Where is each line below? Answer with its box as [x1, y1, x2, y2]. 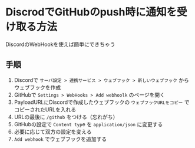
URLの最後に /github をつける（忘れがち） [14, 113, 118, 120]
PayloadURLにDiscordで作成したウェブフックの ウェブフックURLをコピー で [14, 98, 190, 106]
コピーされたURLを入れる [14, 106, 77, 113]
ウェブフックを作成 [14, 84, 61, 91]
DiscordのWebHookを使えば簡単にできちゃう [5, 41, 115, 48]
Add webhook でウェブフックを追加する [14, 135, 107, 142]
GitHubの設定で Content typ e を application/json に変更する [14, 120, 163, 127]
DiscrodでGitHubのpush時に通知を [5, 5, 177, 19]
